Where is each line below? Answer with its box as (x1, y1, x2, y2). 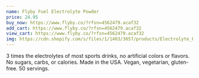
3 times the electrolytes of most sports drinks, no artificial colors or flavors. (6, 53, 190, 59)
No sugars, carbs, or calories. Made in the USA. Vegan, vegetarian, (6, 58, 170, 66)
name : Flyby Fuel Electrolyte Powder (6, 8, 99, 15)
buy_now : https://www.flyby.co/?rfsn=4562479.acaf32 (6, 19, 139, 25)
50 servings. (18, 65, 50, 71)
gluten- (171, 58, 189, 66)
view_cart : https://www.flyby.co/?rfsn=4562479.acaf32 (6, 31, 145, 37)
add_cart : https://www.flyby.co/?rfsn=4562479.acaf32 (6, 25, 142, 31)
